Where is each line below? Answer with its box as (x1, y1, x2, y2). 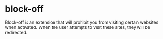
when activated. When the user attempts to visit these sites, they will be (5, 24, 151, 30)
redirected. (5, 29, 27, 35)
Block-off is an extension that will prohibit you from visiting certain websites (5, 19, 159, 25)
